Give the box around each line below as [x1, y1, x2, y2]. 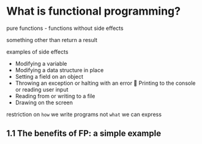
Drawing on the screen [15, 99, 73, 106]
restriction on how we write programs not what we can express [6, 110, 162, 118]
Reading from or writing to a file [15, 92, 95, 99]
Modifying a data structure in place [15, 66, 104, 74]
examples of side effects [6, 48, 69, 56]
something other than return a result [6, 36, 98, 43]
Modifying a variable [15, 60, 67, 67]
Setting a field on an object [15, 73, 84, 80]
